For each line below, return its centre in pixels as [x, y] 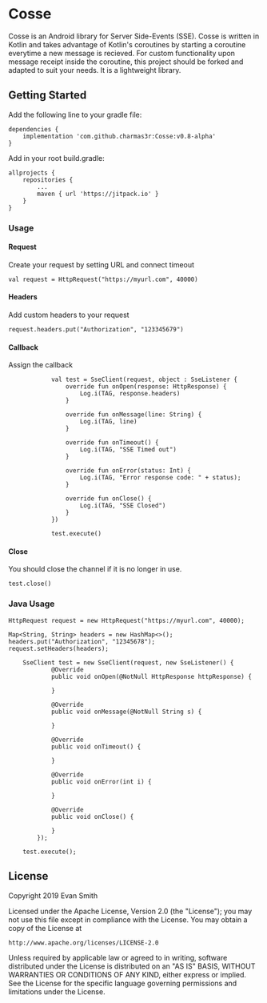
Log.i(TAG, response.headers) [130, 394]
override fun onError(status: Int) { [128, 471]
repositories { [48, 180]
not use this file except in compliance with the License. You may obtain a [128, 919]
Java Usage [32, 604]
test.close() [30, 584]
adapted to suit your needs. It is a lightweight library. [95, 70]
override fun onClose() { [108, 499]
